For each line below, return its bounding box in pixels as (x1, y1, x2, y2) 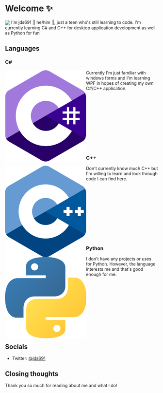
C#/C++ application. (86, 85, 127, 91)
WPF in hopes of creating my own (86, 80, 154, 86)
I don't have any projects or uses (86, 256, 152, 262)
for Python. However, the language (86, 261, 156, 267)
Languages (5, 44, 40, 53)
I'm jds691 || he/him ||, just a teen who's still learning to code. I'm (11, 19, 141, 25)
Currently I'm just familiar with (86, 70, 147, 75)
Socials (5, 342, 28, 351)
